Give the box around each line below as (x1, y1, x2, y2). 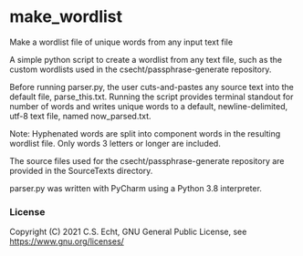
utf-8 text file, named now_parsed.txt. (9, 110, 152, 121)
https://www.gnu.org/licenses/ (9, 236, 125, 247)
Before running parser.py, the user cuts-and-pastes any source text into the (9, 81, 294, 92)
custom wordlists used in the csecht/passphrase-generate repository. (9, 64, 272, 75)
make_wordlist (9, 6, 123, 27)
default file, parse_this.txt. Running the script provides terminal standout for (9, 91, 294, 102)
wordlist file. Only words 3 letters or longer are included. (9, 138, 221, 148)
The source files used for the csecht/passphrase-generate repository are (9, 155, 285, 166)
